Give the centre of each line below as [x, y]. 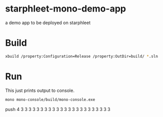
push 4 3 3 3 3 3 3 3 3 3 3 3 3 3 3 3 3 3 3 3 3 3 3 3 [58, 109]
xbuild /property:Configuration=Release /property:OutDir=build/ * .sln [81, 56]
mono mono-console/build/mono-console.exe [50, 99]
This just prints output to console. [40, 90]
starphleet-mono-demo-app [66, 9]
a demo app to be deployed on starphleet [48, 23]
